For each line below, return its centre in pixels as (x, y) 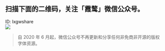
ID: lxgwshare (19, 21)
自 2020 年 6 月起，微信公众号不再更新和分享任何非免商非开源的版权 (89, 37)
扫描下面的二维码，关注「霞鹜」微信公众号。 (75, 9)
